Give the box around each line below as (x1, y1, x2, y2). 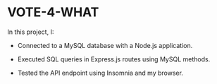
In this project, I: (7, 28, 54, 36)
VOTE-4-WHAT (7, 4, 99, 20)
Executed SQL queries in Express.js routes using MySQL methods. (17, 54, 211, 64)
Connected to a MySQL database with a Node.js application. (17, 41, 193, 49)
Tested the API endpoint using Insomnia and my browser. (17, 68, 183, 77)
